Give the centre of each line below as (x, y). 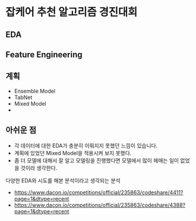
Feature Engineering (44, 54)
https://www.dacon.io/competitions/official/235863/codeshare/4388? (99, 205)
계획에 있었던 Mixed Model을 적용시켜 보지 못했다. (73, 153)
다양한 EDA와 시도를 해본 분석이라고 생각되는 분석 (63, 180)
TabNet (23, 97)
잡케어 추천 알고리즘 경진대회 (72, 12)
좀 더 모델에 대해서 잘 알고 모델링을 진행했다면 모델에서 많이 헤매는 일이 (97, 160)
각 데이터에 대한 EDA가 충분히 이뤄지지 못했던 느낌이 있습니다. (86, 146)
